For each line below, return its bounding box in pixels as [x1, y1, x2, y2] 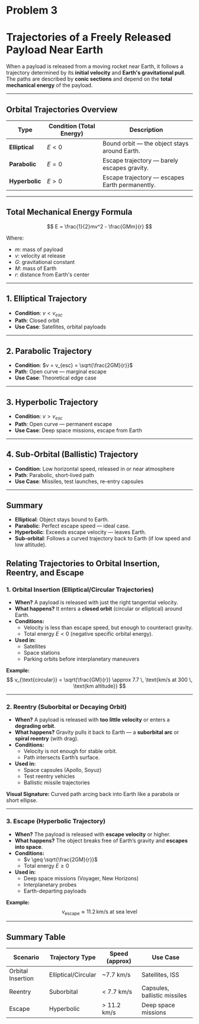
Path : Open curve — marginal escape [14, 368, 107, 375]
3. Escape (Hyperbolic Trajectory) [6, 817, 105, 826]
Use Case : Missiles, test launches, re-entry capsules [14, 478, 144, 485]
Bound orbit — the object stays [102, 139, 189, 147]
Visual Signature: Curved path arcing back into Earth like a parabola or [6, 791, 180, 798]
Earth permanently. [102, 181, 156, 189]
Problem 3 [6, 4, 58, 17]
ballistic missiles [141, 991, 187, 1000]
